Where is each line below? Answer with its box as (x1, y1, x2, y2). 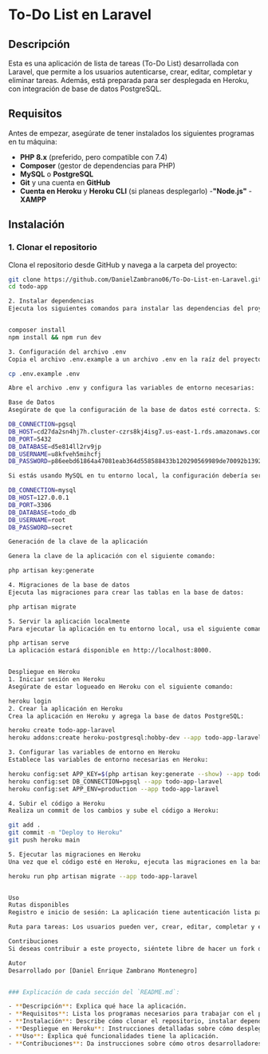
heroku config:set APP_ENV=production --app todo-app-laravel (8, 785, 219, 793)
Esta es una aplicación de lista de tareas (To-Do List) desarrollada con (8, 58, 239, 68)
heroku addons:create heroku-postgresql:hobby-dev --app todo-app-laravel (8, 734, 262, 742)
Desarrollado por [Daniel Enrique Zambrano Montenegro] (8, 966, 198, 975)
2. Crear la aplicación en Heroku (8, 704, 124, 712)
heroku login (8, 697, 52, 705)
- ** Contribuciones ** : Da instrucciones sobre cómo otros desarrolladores (8, 1040, 262, 1048)
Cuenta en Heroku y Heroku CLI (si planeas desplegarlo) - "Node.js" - (19, 186, 253, 196)
